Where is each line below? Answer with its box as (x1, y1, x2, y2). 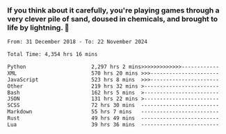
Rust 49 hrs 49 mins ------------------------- (7, 115, 219, 122)
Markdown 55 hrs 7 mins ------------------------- (7, 108, 219, 115)
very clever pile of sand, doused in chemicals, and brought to (7, 14, 218, 23)
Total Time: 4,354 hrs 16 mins (7, 51, 98, 58)
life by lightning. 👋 (7, 23, 70, 32)
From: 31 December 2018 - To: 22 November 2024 (7, 39, 148, 46)
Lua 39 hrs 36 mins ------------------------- (7, 121, 219, 128)
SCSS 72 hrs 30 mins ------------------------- (7, 102, 219, 109)
